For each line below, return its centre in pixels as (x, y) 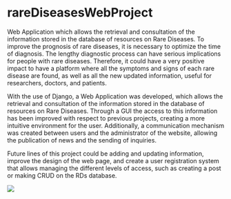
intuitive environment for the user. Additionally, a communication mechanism (116, 125)
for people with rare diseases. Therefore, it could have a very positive (106, 61)
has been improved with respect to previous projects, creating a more (106, 118)
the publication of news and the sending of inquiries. (82, 140)
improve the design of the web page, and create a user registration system (113, 160)
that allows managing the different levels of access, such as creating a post (114, 168)
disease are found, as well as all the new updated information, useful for (110, 75)
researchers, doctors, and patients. (57, 83)
